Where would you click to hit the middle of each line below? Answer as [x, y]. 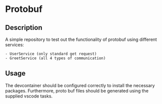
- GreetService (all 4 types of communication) [56, 58]
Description [24, 28]
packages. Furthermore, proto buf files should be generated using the [77, 91]
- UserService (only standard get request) [51, 54]
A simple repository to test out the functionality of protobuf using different [81, 39]
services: [14, 45]
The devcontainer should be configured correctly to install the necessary [80, 85]
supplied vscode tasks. [29, 96]
